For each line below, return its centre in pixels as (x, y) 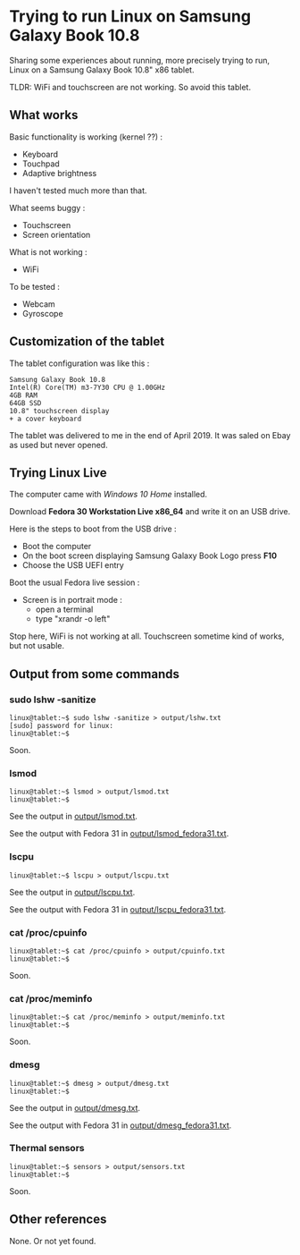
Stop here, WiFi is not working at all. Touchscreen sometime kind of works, (147, 636)
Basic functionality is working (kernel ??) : (86, 137)
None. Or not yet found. (53, 1241)
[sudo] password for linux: (62, 726)
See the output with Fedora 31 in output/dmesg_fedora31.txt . (121, 1125)
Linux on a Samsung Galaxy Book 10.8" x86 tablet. (102, 70)
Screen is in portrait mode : (72, 600)
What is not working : (48, 251)
